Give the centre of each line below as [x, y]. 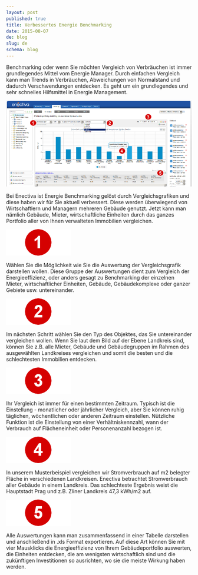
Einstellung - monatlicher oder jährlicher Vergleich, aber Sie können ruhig [95, 410]
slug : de [17, 44]
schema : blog [22, 50]
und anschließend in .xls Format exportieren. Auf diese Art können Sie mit [95, 542]
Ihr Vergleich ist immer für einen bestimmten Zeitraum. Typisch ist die [90, 404]
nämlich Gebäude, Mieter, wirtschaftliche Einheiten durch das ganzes [90, 215]
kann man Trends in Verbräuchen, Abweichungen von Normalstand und [93, 79]
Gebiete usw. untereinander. [40, 290]
